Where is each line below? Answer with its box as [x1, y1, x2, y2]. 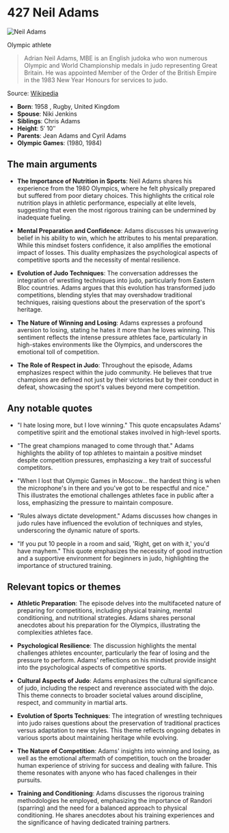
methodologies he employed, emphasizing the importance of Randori [16, 797, 213, 805]
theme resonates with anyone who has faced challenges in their [16, 769, 197, 777]
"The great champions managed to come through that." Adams [16, 441, 195, 449]
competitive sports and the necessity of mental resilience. [16, 256, 180, 264]
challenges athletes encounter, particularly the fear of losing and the [16, 649, 210, 657]
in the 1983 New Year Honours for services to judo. [23, 75, 168, 84]
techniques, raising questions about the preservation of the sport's [16, 298, 206, 306]
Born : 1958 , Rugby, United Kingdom [16, 102, 120, 110]
